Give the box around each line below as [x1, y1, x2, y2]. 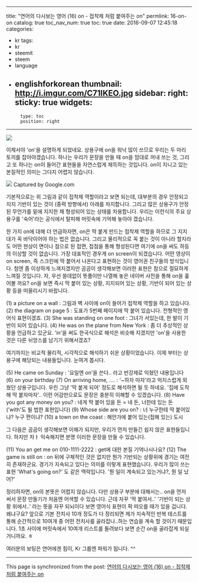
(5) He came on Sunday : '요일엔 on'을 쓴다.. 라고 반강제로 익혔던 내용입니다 [6, 369, 184, 376]
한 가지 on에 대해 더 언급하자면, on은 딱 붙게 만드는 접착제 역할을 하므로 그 [6, 228, 177, 235]
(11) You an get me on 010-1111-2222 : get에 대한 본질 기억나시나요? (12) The [6, 446, 187, 453]
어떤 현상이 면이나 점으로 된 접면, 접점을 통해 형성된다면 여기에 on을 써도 [12, 242, 179, 250]
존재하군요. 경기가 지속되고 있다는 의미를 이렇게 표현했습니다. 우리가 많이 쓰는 [12, 461, 190, 468]
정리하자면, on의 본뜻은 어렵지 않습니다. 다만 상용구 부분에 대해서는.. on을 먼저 [6, 488, 187, 495]
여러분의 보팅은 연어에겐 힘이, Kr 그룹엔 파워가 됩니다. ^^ [6, 545, 136, 552]
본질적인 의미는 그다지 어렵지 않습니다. [6, 168, 94, 175]
